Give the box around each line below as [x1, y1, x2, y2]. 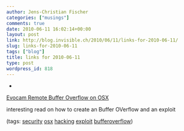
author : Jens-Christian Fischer [6, 9, 88, 15]
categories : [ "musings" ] [6, 15, 69, 21]
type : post [6, 60, 34, 66]
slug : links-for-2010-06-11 [6, 43, 78, 49]
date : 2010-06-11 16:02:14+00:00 [6, 26, 91, 32]
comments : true [6, 20, 45, 26]
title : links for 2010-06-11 [6, 54, 80, 60]
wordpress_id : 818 [6, 65, 53, 72]
